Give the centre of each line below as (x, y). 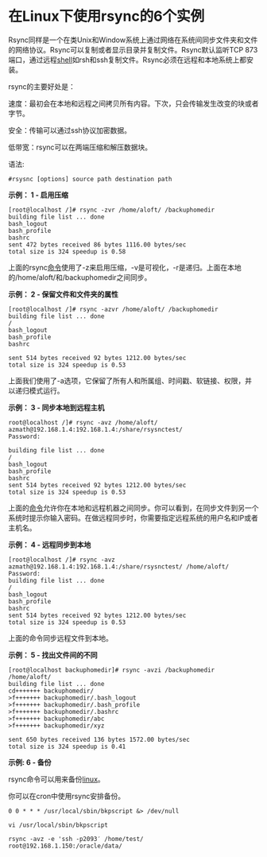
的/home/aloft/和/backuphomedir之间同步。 (80, 277)
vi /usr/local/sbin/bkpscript (58, 825)
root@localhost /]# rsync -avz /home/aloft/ (83, 422)
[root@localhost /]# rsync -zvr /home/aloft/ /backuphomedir (112, 210)
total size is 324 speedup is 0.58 (67, 251)
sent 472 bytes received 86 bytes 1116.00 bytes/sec (97, 244)
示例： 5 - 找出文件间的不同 (53, 655)
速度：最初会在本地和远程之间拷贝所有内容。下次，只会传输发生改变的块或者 (133, 103)
